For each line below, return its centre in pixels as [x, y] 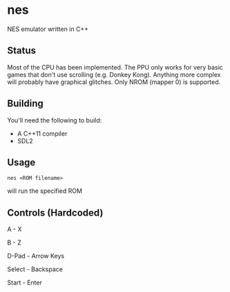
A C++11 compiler [42, 134]
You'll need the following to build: [55, 120]
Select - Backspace [35, 269]
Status [22, 51]
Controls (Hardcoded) [55, 212]
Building [25, 104]
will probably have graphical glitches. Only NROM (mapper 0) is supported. [114, 82]
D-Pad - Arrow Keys [36, 256]
